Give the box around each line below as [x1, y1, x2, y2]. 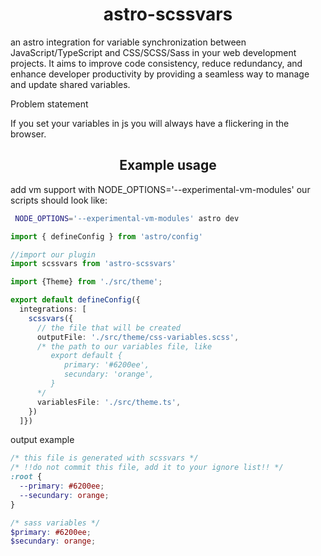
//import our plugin [10, 249, 97, 260]
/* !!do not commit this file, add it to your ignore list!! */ [10, 463, 284, 473]
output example [10, 434, 75, 446]
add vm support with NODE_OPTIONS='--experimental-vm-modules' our [10, 183, 311, 195]
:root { [10, 472, 43, 482]
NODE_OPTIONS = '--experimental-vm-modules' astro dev [14, 213, 240, 223]
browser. [10, 128, 47, 140]
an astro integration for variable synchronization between [10, 36, 247, 48]
